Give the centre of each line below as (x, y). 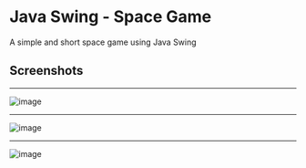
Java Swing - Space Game (111, 17)
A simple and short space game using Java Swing (103, 42)
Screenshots (46, 71)
